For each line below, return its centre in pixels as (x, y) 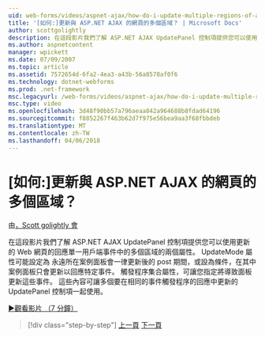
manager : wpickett (38, 52)
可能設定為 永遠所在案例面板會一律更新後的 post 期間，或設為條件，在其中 (135, 262)
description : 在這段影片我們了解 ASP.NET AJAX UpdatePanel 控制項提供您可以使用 (133, 38)
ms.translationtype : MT (47, 126)
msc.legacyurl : (33, 97)
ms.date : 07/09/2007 (42, 60)
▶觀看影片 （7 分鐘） (43, 309)
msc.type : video (35, 104)
